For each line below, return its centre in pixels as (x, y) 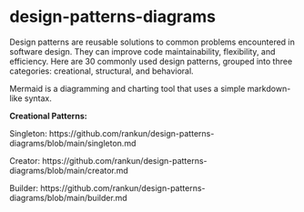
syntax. (38, 98)
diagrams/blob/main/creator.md (69, 170)
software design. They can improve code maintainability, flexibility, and (142, 51)
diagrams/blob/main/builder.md (68, 197)
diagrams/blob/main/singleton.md (73, 143)
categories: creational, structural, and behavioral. (101, 71)
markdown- (269, 88)
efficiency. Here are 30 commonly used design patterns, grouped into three (151, 61)
